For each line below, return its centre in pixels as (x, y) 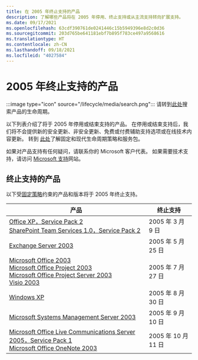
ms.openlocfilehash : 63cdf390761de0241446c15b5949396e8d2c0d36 (85, 28)
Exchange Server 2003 (41, 246)
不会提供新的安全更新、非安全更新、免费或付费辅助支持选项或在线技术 (101, 131)
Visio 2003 (24, 283)
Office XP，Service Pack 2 (46, 222)
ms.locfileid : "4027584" (37, 55)
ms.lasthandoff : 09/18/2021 (41, 50)
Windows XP (27, 297)
